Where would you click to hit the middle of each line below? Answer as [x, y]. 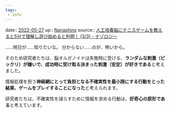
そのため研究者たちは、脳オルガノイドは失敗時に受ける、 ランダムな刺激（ [83, 58]
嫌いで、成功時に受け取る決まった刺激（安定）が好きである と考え [96, 64]
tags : [11, 10]
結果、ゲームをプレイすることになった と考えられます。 [63, 88]
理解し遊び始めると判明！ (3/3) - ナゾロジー [72, 36]
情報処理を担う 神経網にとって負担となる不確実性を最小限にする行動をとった [85, 81]
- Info [14, 15]
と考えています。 [27, 105]
